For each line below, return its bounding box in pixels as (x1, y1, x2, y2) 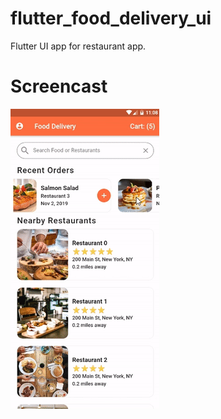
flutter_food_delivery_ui (10, 7, 212, 30)
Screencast (10, 75, 108, 98)
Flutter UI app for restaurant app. (10, 40, 147, 52)
